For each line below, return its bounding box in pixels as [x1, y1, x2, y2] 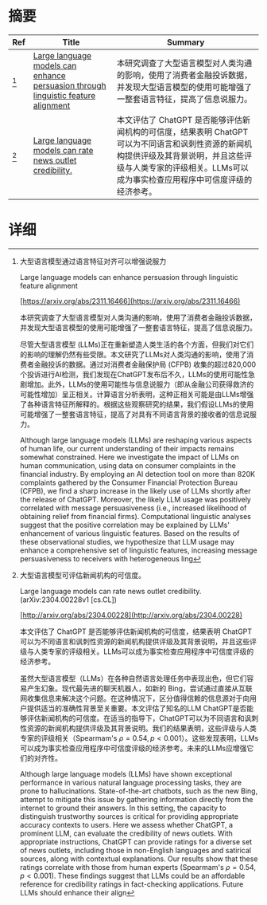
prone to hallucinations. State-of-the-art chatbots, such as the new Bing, [19, 786, 258, 796]
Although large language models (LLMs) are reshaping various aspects [19, 435, 253, 445]
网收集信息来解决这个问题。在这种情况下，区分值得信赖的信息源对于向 [19, 693, 250, 702]
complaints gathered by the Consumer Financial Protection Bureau [19, 478, 238, 487]
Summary [166, 37, 205, 48]
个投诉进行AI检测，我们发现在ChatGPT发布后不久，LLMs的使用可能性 [19, 369, 249, 379]
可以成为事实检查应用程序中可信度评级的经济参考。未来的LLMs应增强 [19, 743, 247, 753]
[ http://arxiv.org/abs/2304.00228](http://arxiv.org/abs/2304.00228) [19, 610, 243, 620]
